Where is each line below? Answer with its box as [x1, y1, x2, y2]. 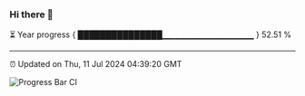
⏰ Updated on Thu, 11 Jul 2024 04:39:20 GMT [9, 59, 182, 70]
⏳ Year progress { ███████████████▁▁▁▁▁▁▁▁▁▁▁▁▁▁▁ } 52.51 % [9, 29, 292, 40]
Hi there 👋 [9, 8, 54, 21]
